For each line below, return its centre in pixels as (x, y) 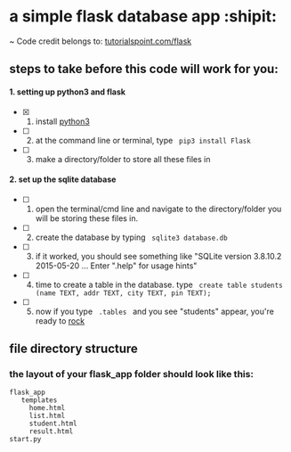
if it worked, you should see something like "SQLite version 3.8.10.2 (158, 256)
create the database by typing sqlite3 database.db (132, 237)
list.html (47, 416)
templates (39, 400)
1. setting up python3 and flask (68, 92)
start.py (25, 440)
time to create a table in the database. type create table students (159, 284)
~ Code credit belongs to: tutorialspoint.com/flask (101, 41)
